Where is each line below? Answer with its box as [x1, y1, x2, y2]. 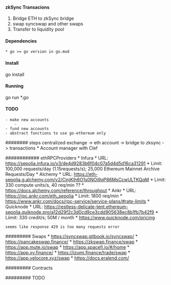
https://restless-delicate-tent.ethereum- [44, 204, 129, 210]
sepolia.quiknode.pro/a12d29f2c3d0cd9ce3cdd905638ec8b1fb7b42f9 [5, 209, 155, 215]
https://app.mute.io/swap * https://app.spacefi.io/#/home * [5, 244, 130, 250]
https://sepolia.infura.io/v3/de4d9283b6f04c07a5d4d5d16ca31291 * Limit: [5, 161, 162, 167]
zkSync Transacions [5, 4, 50, 10]
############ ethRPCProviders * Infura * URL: [5, 155, 109, 161]
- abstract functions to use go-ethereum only [5, 131, 106, 136]
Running [5, 83, 24, 89]
